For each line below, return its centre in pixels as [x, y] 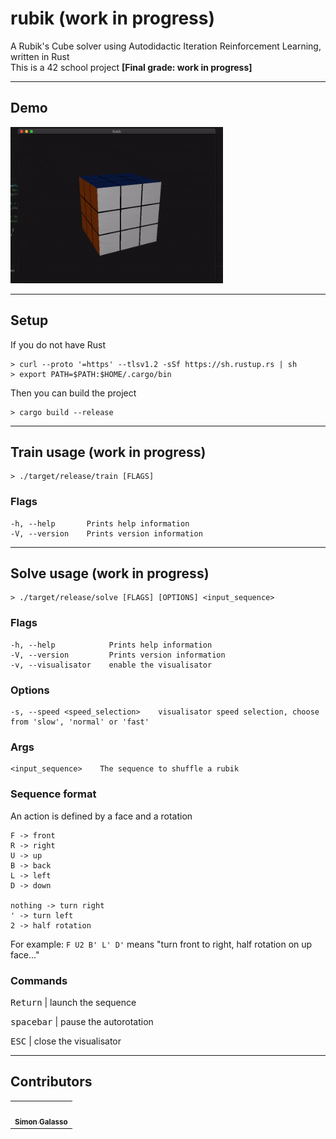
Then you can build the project [73, 393]
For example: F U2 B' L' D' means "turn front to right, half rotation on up [161, 944]
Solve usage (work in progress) [110, 573]
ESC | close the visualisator [66, 1041]
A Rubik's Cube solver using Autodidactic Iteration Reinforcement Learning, [166, 46]
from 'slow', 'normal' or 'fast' [80, 722]
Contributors [51, 1082]
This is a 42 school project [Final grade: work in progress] [131, 67]
